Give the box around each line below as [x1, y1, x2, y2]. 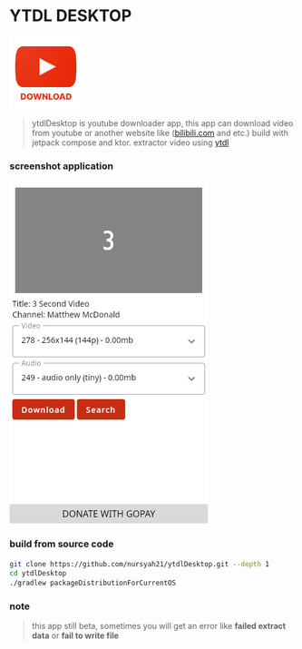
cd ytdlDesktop [9, 569, 67, 578]
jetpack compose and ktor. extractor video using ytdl [31, 137, 229, 148]
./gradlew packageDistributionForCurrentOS [9, 578, 177, 588]
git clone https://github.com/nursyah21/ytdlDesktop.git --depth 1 [9, 559, 270, 568]
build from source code [9, 537, 114, 550]
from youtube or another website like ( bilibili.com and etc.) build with [31, 127, 288, 138]
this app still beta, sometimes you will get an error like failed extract [31, 621, 287, 632]
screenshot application [9, 160, 113, 172]
